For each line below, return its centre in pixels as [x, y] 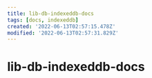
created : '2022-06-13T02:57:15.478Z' [61, 26]
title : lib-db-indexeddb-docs [51, 13]
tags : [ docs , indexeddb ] [43, 20]
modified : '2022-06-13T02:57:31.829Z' [63, 33]
